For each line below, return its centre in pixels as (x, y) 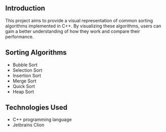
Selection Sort (27, 70)
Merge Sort (24, 81)
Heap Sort (23, 92)
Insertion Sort (27, 75)
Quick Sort (24, 86)
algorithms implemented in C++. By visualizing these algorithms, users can (83, 26)
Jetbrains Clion (28, 125)
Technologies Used (36, 107)
